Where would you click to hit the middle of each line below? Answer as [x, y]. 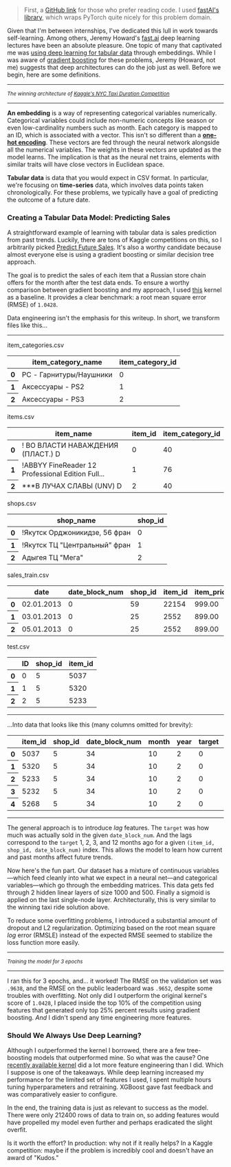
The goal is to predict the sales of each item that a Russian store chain [107, 275]
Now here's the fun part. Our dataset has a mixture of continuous [100, 870]
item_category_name [67, 362]
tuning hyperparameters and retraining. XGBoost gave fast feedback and [110, 1087]
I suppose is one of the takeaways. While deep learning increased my [106, 1072]
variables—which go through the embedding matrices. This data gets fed [111, 885]
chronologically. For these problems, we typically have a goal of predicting [113, 192]
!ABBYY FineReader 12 [59, 465]
